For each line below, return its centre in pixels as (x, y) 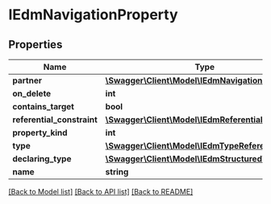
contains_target (44, 106)
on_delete (32, 94)
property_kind (40, 133)
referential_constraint (55, 120)
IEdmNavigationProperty (93, 15)
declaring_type (42, 159)
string (117, 172)
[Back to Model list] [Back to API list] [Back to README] (101, 192)
